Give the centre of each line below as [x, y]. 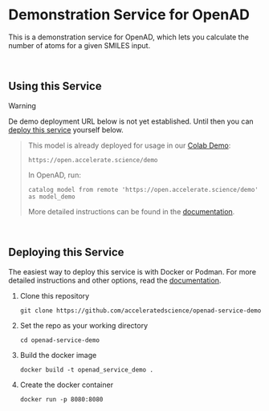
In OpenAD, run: [55, 175]
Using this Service [55, 86]
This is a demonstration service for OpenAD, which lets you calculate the [128, 37]
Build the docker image [58, 355]
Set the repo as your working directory [84, 325]
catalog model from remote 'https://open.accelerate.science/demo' [143, 189]
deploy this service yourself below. [66, 129]
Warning [22, 105]
